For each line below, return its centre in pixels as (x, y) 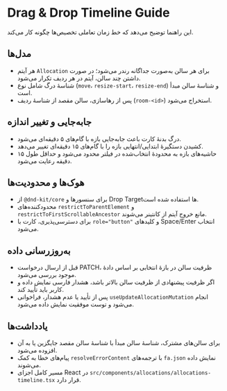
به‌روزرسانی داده (39, 250)
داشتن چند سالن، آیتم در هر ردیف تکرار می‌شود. (79, 78)
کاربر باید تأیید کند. (41, 290)
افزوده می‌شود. (37, 350)
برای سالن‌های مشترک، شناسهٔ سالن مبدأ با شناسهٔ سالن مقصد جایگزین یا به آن (119, 343)
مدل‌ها (19, 54)
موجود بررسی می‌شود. (47, 275)
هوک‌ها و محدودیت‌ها (46, 182)
